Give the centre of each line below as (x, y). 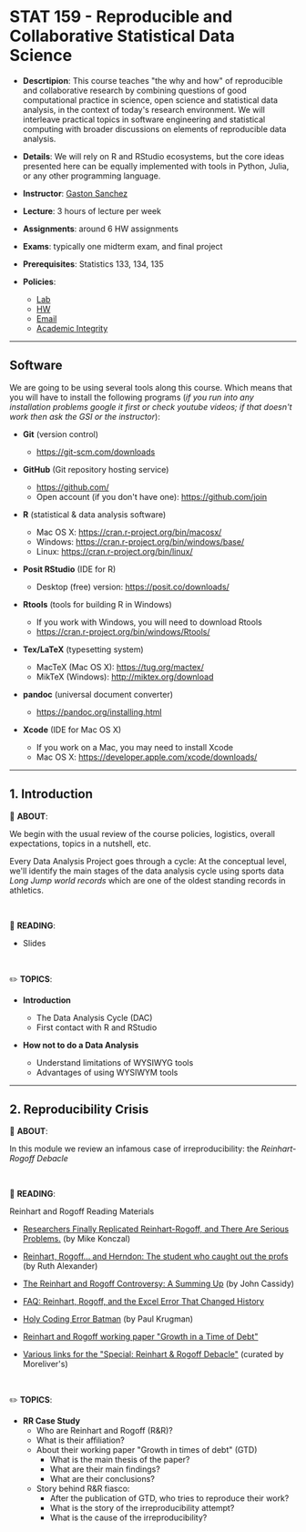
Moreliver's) (45, 1364)
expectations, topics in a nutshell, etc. (81, 843)
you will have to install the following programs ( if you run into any (132, 397)
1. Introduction (51, 794)
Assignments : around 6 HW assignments (101, 229)
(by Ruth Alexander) (60, 1266)
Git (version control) (60, 434)
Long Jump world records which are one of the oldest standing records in (148, 880)
